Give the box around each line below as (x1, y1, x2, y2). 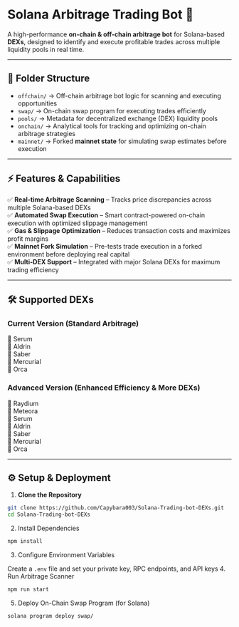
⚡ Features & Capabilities (7, 172, 121, 185)
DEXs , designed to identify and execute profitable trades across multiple (7, 37, 221, 46)
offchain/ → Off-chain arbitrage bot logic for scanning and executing (17, 91, 222, 100)
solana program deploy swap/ (7, 612, 94, 619)
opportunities (17, 99, 58, 108)
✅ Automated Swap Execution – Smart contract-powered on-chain (7, 210, 205, 219)
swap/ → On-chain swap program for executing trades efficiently (17, 106, 206, 115)
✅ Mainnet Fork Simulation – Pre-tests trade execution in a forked (7, 242, 203, 250)
